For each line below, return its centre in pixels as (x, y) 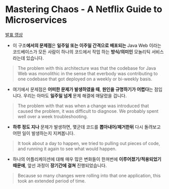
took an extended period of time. (51, 181)
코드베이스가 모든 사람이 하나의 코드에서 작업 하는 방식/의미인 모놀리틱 (81, 52)
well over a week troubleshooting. (53, 116)
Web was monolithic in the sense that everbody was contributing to (88, 73)
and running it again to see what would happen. (67, 149)
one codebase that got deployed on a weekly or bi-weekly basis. (85, 79)
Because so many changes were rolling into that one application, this (89, 175)
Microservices (36, 20)
